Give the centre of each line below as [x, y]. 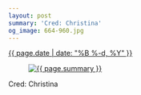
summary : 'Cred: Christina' [55, 23]
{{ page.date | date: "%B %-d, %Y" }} [70, 53]
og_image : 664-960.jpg [46, 30]
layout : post [30, 16]
